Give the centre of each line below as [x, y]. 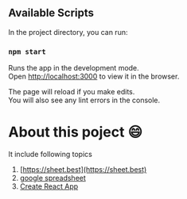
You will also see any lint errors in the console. [84, 100]
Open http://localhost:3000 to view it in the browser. [94, 77]
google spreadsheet [53, 178]
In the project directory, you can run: [68, 32]
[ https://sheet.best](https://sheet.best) [83, 170]
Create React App [49, 186]
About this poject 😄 [76, 132]
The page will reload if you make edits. [72, 92]
